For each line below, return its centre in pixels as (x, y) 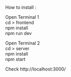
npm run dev (19, 33)
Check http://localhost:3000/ (35, 69)
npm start (15, 59)
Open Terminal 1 (22, 17)
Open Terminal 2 (23, 43)
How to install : (21, 7)
